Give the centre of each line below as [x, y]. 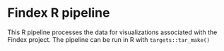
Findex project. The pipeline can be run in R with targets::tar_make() [109, 39]
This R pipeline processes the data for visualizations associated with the [112, 32]
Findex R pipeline [59, 13]
